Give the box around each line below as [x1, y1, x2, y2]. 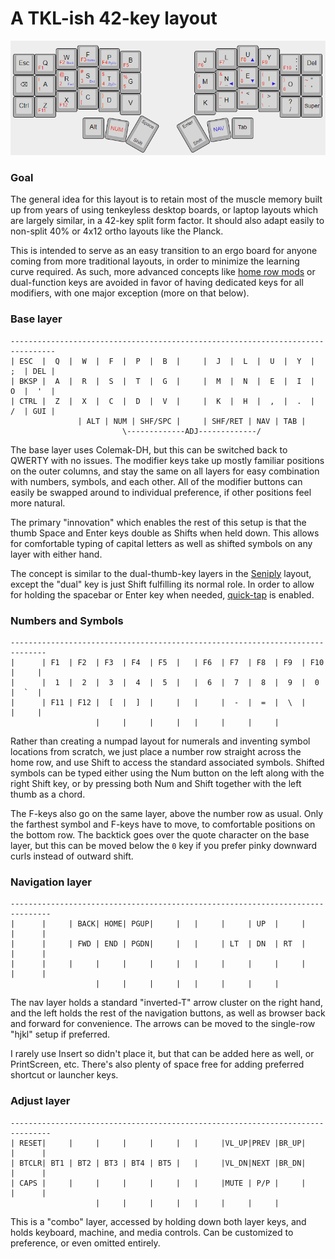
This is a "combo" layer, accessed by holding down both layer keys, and [10, 1215, 307, 1227]
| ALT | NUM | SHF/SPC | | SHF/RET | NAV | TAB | [77, 416, 307, 426]
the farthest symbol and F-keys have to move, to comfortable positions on [10, 818, 316, 830]
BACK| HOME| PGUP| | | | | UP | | [77, 919, 307, 929]
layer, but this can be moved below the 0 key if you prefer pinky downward [10, 839, 318, 851]
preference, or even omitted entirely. [10, 1237, 161, 1249]
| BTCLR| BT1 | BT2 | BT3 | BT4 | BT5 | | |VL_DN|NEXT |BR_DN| [10, 1158, 307, 1168]
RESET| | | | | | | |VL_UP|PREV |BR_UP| [19, 1138, 307, 1148]
